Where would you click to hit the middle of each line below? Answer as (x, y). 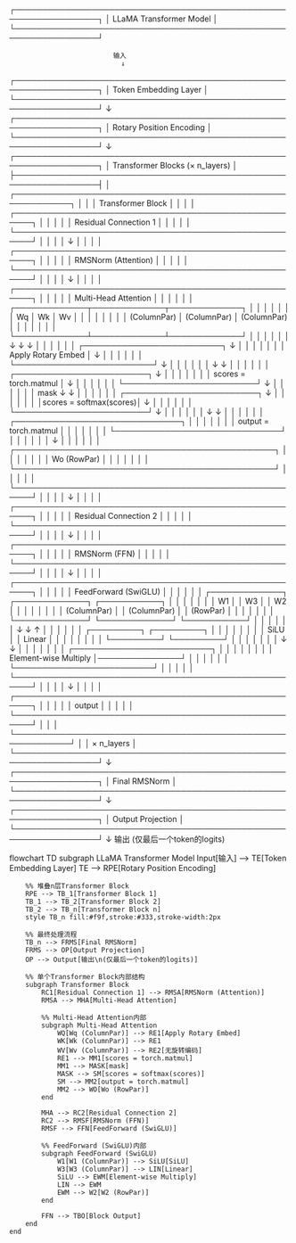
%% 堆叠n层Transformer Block (77, 886)
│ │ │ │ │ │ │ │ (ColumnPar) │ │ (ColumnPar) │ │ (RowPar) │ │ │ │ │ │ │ (142, 610)
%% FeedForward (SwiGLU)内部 (94, 1146)
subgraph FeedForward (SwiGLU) (99, 1154)
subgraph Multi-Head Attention (99, 1025)
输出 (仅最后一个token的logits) (170, 839)
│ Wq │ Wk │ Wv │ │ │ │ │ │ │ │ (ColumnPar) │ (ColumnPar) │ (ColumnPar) (148, 317)
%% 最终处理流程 (51, 934)
